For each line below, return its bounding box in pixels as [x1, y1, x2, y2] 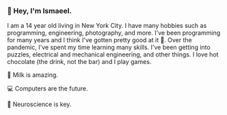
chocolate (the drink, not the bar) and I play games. [7, 58, 152, 66]
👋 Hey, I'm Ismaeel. [7, 6, 72, 16]
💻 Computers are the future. [7, 84, 88, 93]
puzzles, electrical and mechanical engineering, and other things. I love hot [7, 50, 219, 59]
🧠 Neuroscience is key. [7, 100, 72, 108]
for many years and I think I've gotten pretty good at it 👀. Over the [7, 36, 193, 44]
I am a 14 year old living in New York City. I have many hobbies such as [7, 22, 207, 30]
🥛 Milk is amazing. [7, 71, 58, 79]
